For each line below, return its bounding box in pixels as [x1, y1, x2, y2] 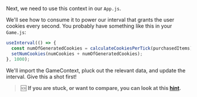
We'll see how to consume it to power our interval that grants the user [6, 16, 175, 23]
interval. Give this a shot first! [6, 73, 77, 80]
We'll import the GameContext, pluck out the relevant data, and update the [6, 67, 186, 74]
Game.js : [6, 29, 26, 36]
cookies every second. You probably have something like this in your [6, 23, 172, 29]
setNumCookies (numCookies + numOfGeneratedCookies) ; [11, 51, 143, 57]
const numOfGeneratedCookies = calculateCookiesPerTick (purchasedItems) [11, 45, 193, 51]
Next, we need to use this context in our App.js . [6, 5, 121, 12]
